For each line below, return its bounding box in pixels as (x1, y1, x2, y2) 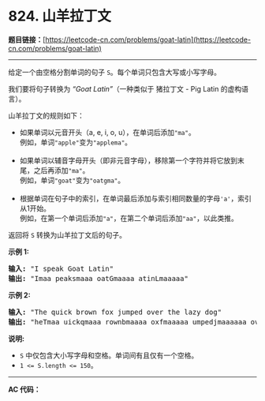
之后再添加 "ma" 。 (33, 165, 90, 174)
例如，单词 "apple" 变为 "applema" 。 (19, 137, 132, 147)
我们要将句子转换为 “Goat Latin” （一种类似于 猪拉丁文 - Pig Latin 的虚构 (8, 84, 242, 93)
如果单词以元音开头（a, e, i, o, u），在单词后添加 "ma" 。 (19, 127, 196, 137)
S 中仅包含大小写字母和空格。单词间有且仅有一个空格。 (19, 350, 199, 360)
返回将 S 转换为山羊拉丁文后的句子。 (8, 230, 127, 239)
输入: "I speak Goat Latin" (8, 264, 114, 273)
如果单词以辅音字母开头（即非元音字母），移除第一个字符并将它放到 (19, 156, 238, 165)
